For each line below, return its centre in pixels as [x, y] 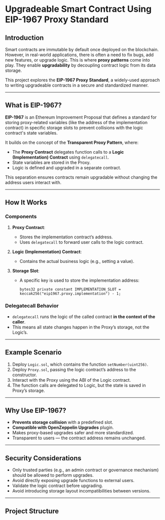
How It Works [26, 203]
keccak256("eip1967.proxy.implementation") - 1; [70, 293]
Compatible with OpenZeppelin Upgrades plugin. [63, 427]
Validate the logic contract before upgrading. [57, 486]
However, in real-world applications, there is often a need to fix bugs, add [79, 55]
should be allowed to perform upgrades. [53, 475]
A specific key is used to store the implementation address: [80, 280]
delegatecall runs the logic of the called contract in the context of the [84, 317]
